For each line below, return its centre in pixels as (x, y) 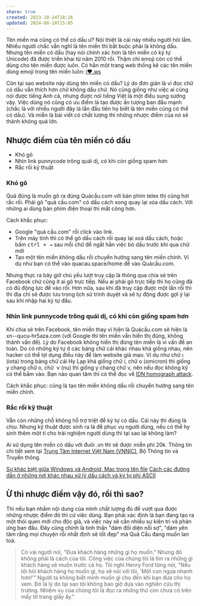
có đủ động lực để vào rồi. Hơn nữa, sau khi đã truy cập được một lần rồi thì (99, 288)
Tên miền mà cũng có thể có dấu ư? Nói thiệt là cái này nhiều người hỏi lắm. (99, 40)
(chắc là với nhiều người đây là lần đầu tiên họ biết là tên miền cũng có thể (97, 109)
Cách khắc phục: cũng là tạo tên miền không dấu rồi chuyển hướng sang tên (100, 385)
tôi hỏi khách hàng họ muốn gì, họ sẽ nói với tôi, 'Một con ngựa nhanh (107, 571)
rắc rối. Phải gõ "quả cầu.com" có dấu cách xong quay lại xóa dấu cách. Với (99, 202)
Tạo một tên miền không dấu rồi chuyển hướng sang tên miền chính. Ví (102, 257)
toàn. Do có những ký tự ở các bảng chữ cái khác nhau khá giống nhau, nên (99, 349)
